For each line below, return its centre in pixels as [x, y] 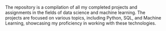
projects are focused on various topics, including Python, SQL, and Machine [83, 18]
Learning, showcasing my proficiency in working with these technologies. [81, 23]
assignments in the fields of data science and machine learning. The [75, 12]
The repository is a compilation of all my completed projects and [71, 7]
